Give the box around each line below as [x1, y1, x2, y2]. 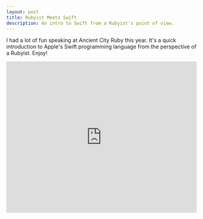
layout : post [6, 8, 39, 15]
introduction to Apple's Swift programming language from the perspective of [6, 43, 197, 50]
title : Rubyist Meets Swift [6, 15, 77, 21]
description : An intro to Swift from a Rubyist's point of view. [6, 20, 174, 26]
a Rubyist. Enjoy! [6, 50, 48, 57]
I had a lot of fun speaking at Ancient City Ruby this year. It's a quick [6, 37, 176, 44]
